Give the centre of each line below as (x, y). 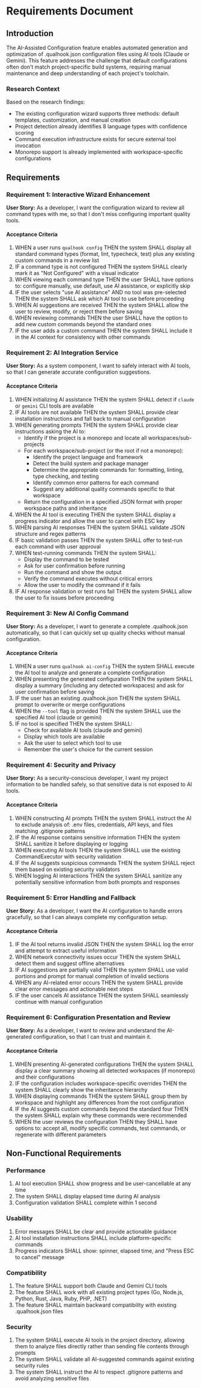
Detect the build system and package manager (91, 463)
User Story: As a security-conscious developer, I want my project (87, 778)
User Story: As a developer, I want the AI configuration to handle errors (94, 911)
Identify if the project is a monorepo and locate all (85, 438)
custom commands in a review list (57, 261)
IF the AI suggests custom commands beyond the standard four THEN (102, 1109)
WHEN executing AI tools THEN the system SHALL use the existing (97, 850)
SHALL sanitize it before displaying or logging (71, 843)
